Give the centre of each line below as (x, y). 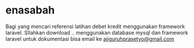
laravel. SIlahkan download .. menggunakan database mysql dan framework (97, 32)
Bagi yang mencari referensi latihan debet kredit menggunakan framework (95, 26)
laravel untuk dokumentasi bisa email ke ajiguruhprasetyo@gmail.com (90, 39)
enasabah (30, 10)
